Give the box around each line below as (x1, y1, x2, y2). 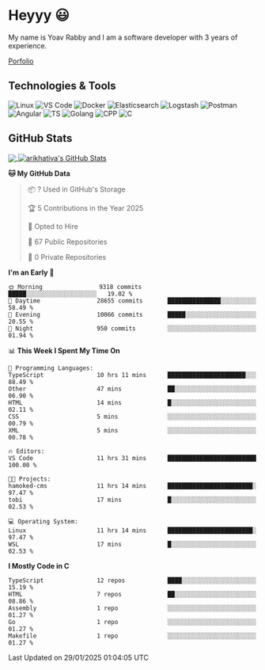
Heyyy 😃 (8, 6, 70, 25)
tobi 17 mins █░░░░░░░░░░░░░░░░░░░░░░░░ (8, 496, 257, 504)
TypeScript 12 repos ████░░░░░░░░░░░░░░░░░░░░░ (8, 577, 257, 584)
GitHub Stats (8, 131, 73, 145)
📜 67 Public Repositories (27, 237, 108, 247)
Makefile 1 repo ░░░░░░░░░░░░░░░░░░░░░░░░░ (8, 632, 257, 640)
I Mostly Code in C (8, 562, 70, 571)
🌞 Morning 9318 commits (8, 284, 142, 291)
